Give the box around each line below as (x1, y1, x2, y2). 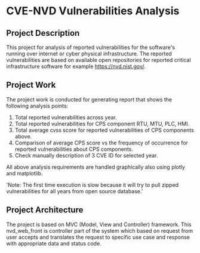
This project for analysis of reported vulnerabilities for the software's (6, 44, 176, 51)
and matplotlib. (6, 169, 43, 177)
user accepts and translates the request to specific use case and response (6, 233, 190, 240)
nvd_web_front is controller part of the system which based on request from (6, 227, 193, 234)
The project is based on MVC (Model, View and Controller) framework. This (6, 221, 192, 228)
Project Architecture (6, 205, 84, 215)
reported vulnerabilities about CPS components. (14, 145, 133, 153)
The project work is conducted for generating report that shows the (6, 95, 173, 103)
